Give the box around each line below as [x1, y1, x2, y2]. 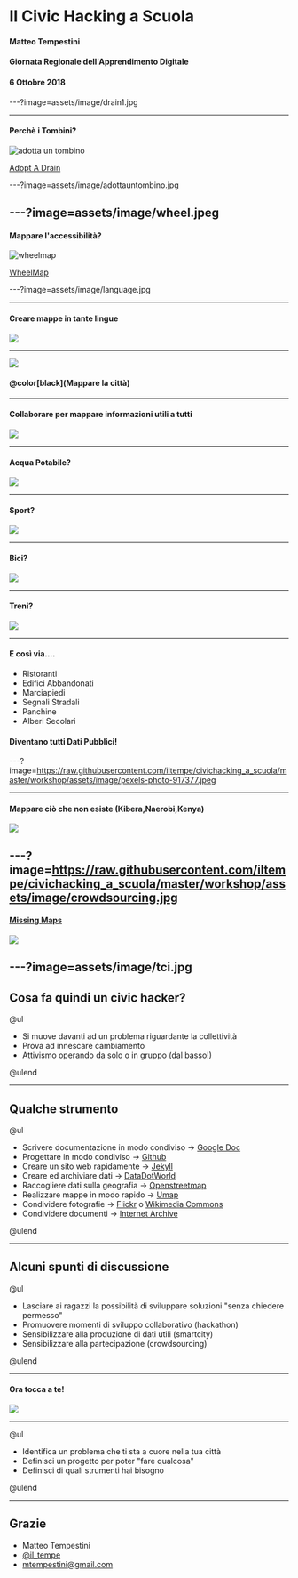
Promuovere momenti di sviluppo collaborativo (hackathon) [21, 1319, 239, 1330]
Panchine [21, 706, 57, 717]
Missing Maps [9, 914, 63, 926]
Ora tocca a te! [9, 1384, 65, 1395]
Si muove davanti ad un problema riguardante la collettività [21, 1031, 238, 1042]
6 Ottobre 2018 [9, 76, 66, 87]
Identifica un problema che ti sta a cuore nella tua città [21, 1446, 222, 1457]
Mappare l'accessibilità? [9, 229, 102, 241]
